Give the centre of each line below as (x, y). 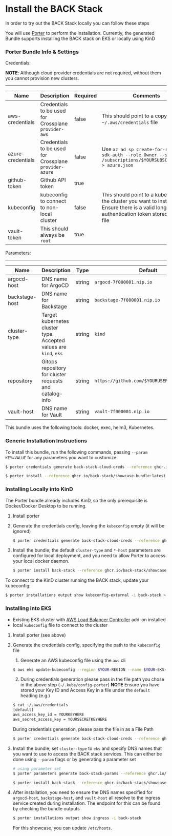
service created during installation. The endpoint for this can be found (87, 803)
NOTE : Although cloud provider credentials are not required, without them (83, 73)
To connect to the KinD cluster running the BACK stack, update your (77, 580)
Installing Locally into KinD (39, 489)
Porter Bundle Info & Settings (42, 52)
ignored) (22, 531)
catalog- (52, 394)
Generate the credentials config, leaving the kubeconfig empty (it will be (89, 525)
